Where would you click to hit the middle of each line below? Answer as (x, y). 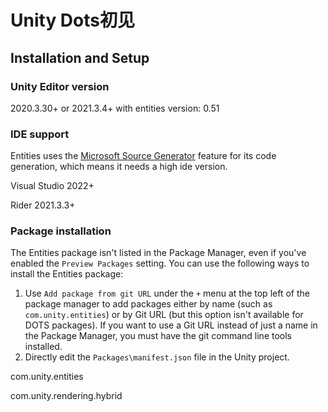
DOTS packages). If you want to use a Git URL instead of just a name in (171, 325)
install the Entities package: (67, 274)
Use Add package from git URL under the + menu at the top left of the (167, 293)
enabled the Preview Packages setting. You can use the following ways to (160, 263)
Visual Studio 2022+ (52, 186)
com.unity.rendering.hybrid (66, 396)
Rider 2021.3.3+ (43, 205)
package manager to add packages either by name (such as (148, 304)
